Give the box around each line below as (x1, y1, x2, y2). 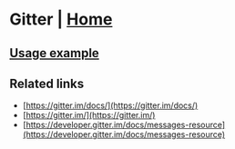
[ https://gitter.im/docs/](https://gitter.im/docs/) (22, 100, 199, 111)
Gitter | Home (9, 9, 113, 30)
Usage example (9, 45, 100, 61)
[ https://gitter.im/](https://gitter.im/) (22, 110, 156, 121)
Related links (9, 75, 85, 91)
